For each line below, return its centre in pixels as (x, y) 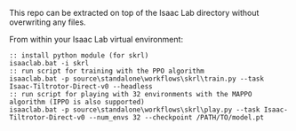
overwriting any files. (48, 22)
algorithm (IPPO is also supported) (77, 102)
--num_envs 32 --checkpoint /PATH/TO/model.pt (176, 118)
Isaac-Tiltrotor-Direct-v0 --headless (81, 87)
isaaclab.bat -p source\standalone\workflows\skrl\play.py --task (135, 110)
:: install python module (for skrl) (79, 56)
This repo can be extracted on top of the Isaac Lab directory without (134, 13)
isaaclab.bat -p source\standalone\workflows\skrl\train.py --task (137, 79)
